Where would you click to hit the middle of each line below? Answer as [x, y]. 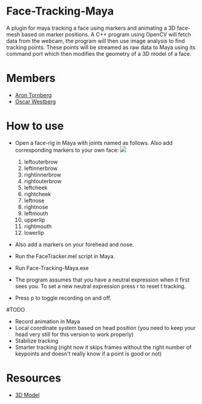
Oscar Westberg [35, 101]
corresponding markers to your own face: [67, 150]
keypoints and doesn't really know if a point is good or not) [88, 354]
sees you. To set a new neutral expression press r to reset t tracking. [100, 286]
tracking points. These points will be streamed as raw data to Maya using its [101, 47]
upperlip [34, 220]
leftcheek [36, 187]
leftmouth [36, 213]
